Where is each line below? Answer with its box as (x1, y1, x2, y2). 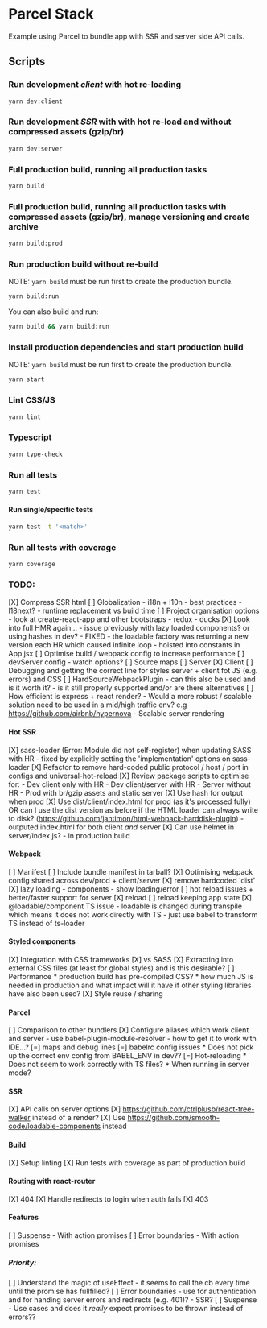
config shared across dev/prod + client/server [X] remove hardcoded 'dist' (8, 875, 256, 885)
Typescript (8, 432, 52, 443)
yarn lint (8, 412, 42, 421)
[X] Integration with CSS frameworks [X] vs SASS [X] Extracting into (8, 954, 234, 964)
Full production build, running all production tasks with (8, 201, 227, 212)
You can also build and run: (8, 307, 99, 316)
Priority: (8, 1257, 37, 1267)
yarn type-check (8, 450, 63, 458)
